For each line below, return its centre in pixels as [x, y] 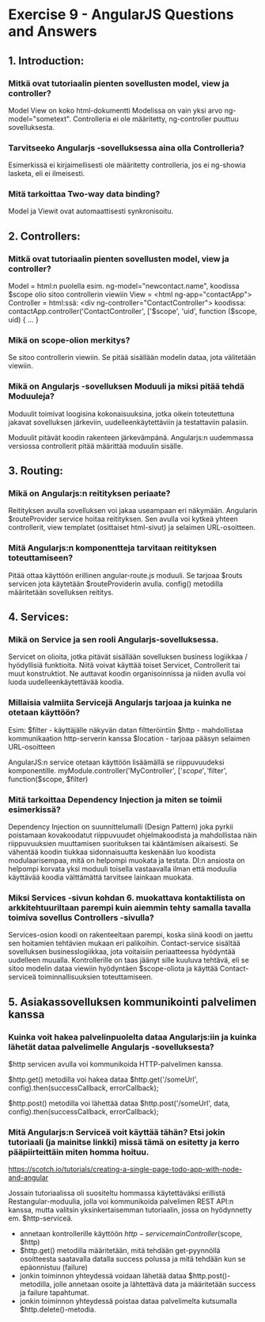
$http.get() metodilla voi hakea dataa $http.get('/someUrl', [103, 1079]
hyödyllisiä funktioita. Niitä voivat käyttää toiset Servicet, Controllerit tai [124, 665]
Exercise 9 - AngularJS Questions [121, 15]
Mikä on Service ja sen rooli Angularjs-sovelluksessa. [114, 640]
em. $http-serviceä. [41, 1218]
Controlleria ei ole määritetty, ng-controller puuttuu [155, 119]
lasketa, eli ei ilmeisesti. [47, 174]
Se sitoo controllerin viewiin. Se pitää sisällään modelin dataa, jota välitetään [132, 358]
